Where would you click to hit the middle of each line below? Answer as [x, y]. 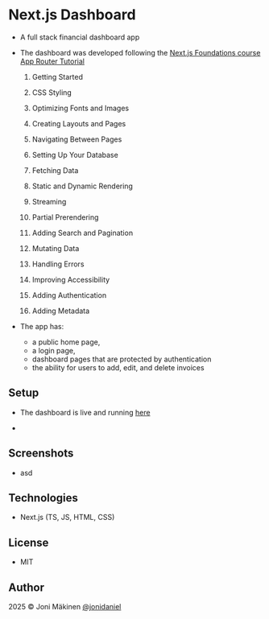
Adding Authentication [69, 295]
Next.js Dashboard [72, 15]
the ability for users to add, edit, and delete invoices [118, 367]
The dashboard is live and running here [85, 412]
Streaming [49, 201]
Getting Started [57, 76]
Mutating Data [56, 248]
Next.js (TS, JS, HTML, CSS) [67, 518]
